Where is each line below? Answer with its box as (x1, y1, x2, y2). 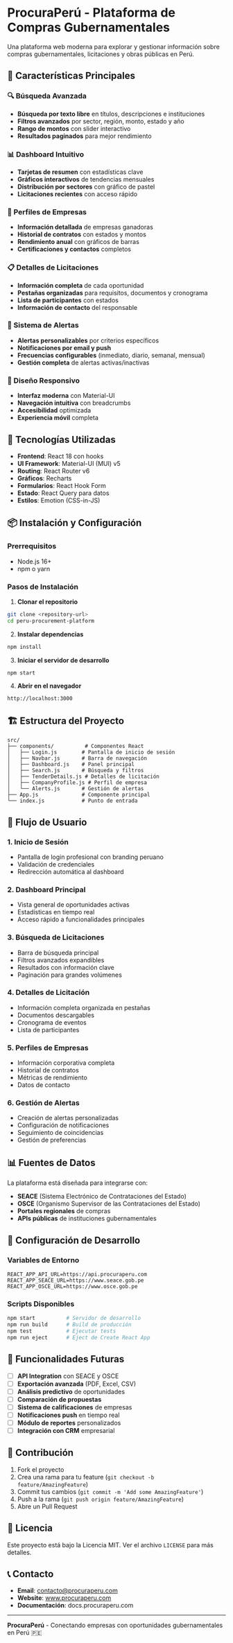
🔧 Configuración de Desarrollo (7, 1234, 141, 1246)
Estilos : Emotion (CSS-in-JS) (17, 496, 101, 504)
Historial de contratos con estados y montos (17, 230, 147, 238)
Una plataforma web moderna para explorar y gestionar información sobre (7, 42, 220, 51)
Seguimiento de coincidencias (17, 1129, 104, 1137)
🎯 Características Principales (7, 70, 135, 82)
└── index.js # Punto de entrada (7, 797, 138, 805)
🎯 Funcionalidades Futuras (7, 1353, 125, 1365)
